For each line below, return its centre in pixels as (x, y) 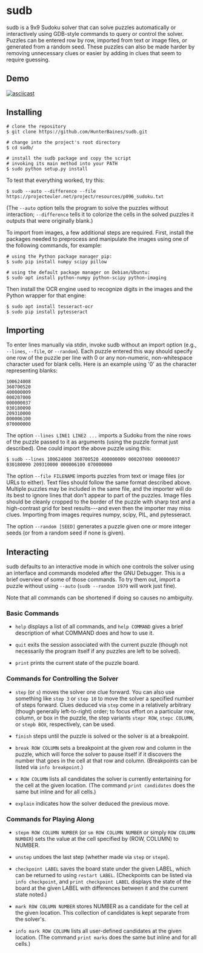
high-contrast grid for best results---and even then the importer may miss (98, 508)
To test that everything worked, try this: (55, 180)
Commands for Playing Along (50, 819)
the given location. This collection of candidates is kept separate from (102, 913)
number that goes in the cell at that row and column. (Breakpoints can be (106, 760)
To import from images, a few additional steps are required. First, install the (100, 232)
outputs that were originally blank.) (50, 221)
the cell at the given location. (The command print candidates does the (105, 785)
